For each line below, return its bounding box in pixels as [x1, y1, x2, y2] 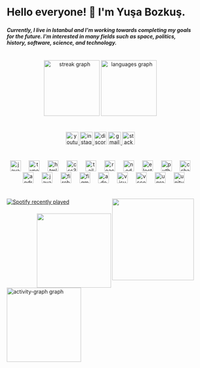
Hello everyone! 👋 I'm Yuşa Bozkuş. [7, 5, 186, 19]
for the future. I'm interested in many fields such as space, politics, [7, 33, 176, 40]
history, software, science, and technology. [7, 39, 117, 46]
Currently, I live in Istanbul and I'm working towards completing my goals [7, 27, 192, 34]
